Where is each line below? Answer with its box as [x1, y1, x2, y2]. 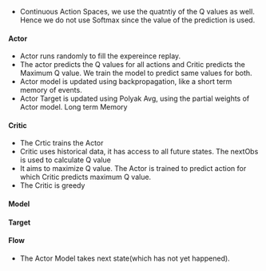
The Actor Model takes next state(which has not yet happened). [19, 253, 230, 263]
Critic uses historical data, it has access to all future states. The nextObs [19, 147, 259, 157]
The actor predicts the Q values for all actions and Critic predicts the [19, 60, 245, 70]
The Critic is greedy [19, 181, 85, 190]
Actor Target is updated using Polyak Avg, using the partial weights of [19, 94, 250, 103]
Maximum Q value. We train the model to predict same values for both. [19, 68, 253, 78]
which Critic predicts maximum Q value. [19, 172, 152, 182]
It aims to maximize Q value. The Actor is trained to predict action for [19, 164, 247, 173]
